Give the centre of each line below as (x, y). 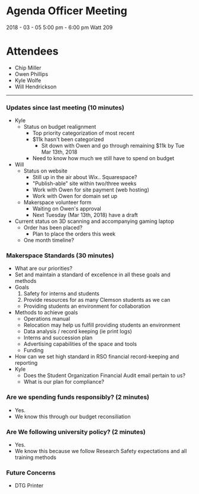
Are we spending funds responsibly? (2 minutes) (78, 397)
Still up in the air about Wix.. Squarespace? (85, 177)
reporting (26, 363)
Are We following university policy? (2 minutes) (76, 432)
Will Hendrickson (36, 87)
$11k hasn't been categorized (68, 139)
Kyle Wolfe (28, 80)
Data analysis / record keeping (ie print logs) (78, 332)
